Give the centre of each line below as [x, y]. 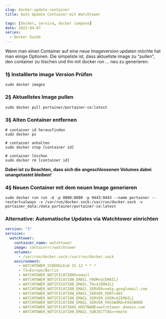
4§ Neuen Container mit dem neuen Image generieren [71, 187]
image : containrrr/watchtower [45, 247]
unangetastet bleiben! [28, 175]
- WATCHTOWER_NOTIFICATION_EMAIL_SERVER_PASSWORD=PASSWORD [80, 303]
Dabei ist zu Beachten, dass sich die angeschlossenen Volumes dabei [79, 169]
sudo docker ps [21, 134]
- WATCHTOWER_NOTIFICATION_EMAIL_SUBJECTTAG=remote [73, 312]
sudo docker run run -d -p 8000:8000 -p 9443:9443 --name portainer [77, 198]
